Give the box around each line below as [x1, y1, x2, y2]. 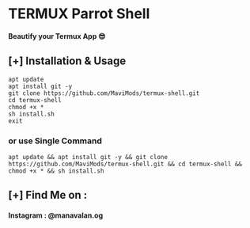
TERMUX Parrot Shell [8, 5, 150, 23]
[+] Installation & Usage [8, 55, 127, 68]
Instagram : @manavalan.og [8, 211, 104, 220]
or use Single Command [8, 135, 103, 146]
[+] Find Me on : [8, 188, 88, 202]
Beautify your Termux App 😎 [8, 31, 106, 40]
